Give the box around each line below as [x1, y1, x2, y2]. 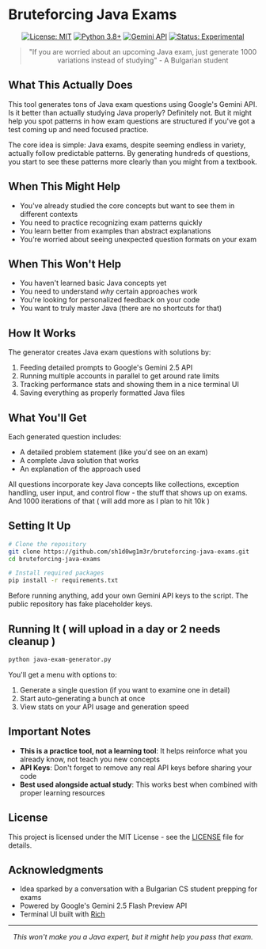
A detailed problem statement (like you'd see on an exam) [19, 447, 208, 457]
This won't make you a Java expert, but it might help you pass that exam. [13, 932, 253, 942]
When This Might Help [8, 180, 121, 193]
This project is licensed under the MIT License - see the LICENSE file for [8, 832, 244, 841]
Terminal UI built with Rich [19, 909, 105, 919]
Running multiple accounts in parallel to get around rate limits [19, 371, 220, 381]
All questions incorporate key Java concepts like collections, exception [8, 480, 240, 488]
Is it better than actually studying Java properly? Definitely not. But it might [8, 108, 252, 117]
